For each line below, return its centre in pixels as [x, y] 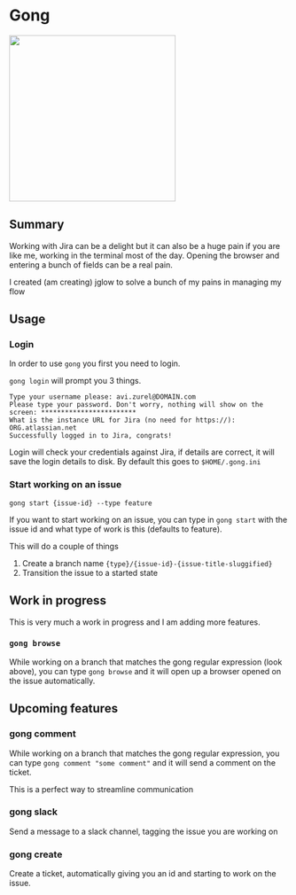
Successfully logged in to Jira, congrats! [91, 436]
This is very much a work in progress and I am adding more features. [135, 622]
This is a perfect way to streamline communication [101, 789]
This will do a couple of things [64, 546]
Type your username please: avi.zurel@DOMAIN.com [103, 397]
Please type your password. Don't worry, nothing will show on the [136, 405]
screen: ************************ [73, 413]
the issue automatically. [52, 681]
